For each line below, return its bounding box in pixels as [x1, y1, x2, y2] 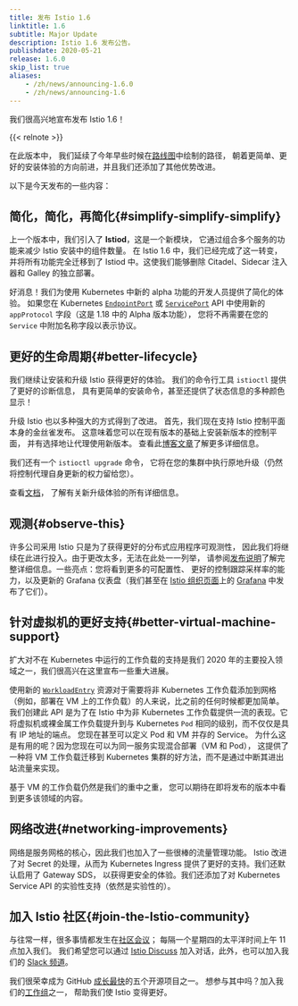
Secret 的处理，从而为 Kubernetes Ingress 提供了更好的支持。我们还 [26, 858, 278, 868]
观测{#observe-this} [9, 516, 126, 531]
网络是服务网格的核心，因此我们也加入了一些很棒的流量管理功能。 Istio [9, 847, 269, 858]
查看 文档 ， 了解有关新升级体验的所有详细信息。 [9, 487, 184, 498]
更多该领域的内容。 [16, 792, 87, 803]
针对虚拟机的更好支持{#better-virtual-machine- [9, 614, 277, 630]
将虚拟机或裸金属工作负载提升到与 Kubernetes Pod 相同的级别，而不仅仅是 [9, 717, 282, 729]
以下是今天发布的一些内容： [9, 180, 112, 190]
